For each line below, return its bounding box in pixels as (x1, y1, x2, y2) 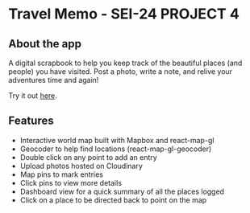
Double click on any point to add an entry (19, 152, 157, 162)
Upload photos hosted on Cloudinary (19, 161, 144, 170)
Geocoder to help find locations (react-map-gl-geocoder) (19, 144, 212, 154)
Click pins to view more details (19, 178, 123, 187)
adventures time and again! (8, 76, 99, 84)
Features (8, 114, 54, 128)
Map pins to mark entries (19, 170, 103, 179)
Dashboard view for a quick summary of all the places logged (19, 186, 224, 196)
